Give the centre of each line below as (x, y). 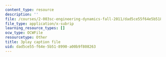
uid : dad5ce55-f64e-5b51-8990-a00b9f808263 (51, 47)
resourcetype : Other (26, 38)
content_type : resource (30, 10)
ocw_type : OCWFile (24, 33)
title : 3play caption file (33, 42)
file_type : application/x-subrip (40, 24)
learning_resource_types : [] (35, 28)
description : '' (22, 14)
